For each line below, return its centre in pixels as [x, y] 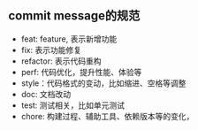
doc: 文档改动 [46, 94]
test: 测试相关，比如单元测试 [73, 105]
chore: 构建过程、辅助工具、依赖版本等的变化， [107, 116]
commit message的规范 [74, 16]
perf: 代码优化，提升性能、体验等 [81, 72]
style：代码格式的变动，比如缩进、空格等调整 [103, 83]
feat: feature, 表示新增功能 [69, 39]
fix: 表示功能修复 [51, 50]
